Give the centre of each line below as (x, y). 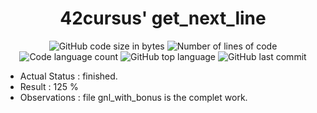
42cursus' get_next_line (163, 18)
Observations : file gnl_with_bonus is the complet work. (133, 97)
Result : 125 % (49, 86)
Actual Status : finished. (68, 76)
